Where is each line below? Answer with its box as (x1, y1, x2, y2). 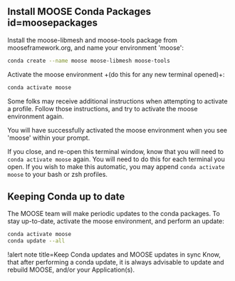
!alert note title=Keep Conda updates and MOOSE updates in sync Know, (7, 250, 221, 259)
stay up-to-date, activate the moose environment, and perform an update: (7, 217, 224, 225)
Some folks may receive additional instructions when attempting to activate (7, 96, 228, 106)
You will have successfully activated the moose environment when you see (7, 126, 228, 134)
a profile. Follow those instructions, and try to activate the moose (7, 104, 198, 113)
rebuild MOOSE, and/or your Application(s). (7, 265, 135, 274)
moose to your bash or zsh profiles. (7, 170, 108, 178)
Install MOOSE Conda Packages (7, 6, 152, 18)
